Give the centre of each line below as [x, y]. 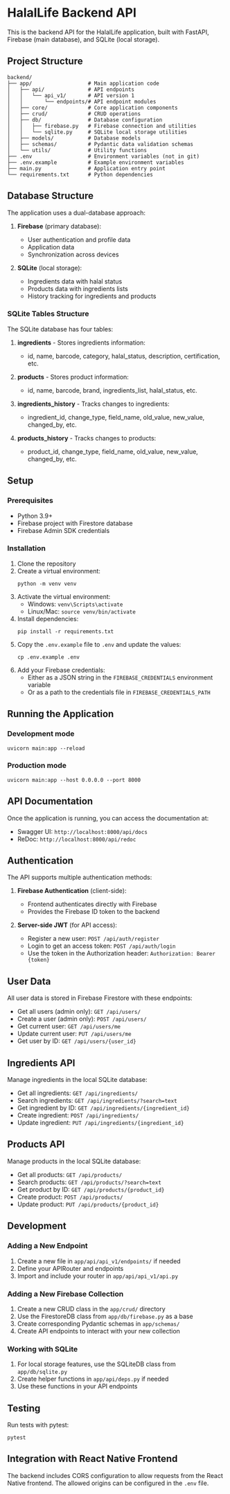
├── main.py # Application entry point [87, 168]
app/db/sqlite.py [42, 1372]
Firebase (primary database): [59, 226]
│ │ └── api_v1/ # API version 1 [71, 95]
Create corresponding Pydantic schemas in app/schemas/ [98, 1323]
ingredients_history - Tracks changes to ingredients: [93, 404]
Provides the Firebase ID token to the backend [94, 912]
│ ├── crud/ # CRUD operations [74, 114]
